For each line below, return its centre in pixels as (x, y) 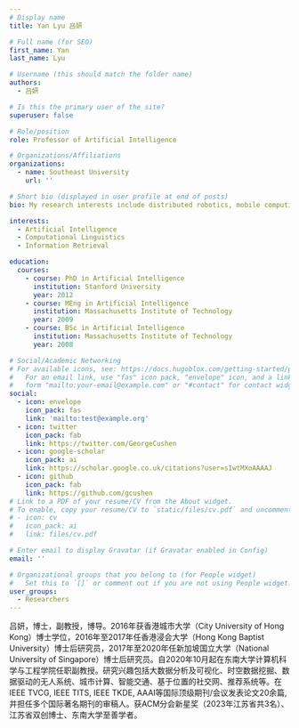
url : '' (39, 181)
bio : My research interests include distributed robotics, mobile (135, 205)
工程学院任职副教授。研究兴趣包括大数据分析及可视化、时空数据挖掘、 (153, 671)
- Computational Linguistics (71, 238)
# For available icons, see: (63, 369)
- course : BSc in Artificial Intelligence (105, 328)
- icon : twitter (47, 427)
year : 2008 (53, 344)
